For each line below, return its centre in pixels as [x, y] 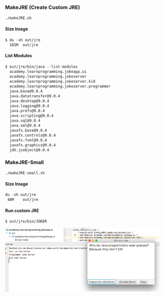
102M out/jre [24, 45]
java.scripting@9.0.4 [32, 116]
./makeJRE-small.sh [25, 173]
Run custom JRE [22, 210]
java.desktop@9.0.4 [29, 101]
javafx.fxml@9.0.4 [28, 140]
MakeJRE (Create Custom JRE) [42, 7]
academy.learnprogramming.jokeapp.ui [48, 72]
